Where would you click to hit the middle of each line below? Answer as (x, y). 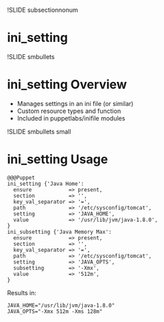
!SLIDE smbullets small (39, 131)
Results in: (22, 292)
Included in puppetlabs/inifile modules (71, 118)
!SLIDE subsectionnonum (43, 10)
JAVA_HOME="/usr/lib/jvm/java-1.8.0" (61, 305)
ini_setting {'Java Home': (46, 184)
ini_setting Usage (58, 159)
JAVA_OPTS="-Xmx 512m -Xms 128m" (55, 311)
